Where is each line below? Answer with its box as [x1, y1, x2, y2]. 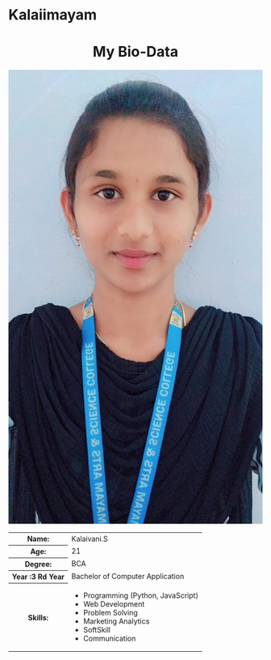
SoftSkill [83, 624, 111, 634]
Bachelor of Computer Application [71, 572, 185, 582]
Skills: [27, 612, 49, 622]
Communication [83, 633, 136, 643]
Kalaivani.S [71, 534, 108, 544]
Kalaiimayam [8, 6, 98, 24]
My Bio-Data [92, 43, 179, 61]
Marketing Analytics [83, 616, 150, 626]
